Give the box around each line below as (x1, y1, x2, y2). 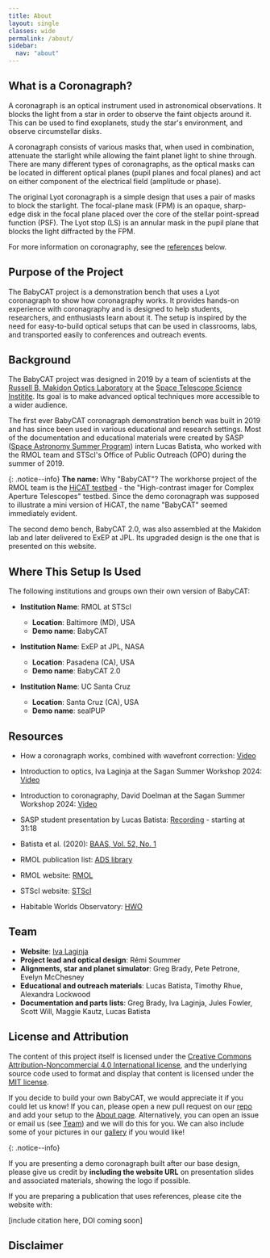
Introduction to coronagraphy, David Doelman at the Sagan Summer (19, 790, 246, 800)
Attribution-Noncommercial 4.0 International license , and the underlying (8, 1059, 247, 1070)
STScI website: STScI (19, 886, 92, 896)
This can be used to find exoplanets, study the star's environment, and (8, 118, 243, 128)
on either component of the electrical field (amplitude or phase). (8, 176, 222, 186)
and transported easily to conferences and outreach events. (8, 329, 208, 339)
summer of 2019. (8, 459, 64, 468)
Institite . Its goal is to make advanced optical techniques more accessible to (8, 392, 260, 401)
